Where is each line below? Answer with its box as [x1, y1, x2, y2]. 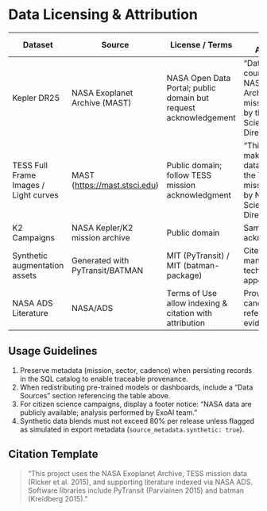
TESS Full [12, 159, 48, 171]
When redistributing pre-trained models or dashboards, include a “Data [19, 382, 253, 392]
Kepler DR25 [12, 92, 60, 103]
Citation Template [8, 448, 99, 461]
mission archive [71, 232, 130, 243]
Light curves [12, 189, 60, 200]
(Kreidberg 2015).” [27, 494, 88, 503]
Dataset [22, 39, 53, 50]
